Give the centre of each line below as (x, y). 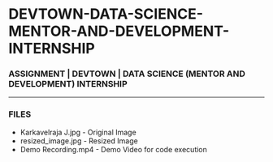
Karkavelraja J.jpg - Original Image (78, 132)
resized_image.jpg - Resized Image (79, 141)
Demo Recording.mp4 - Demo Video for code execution (113, 149)
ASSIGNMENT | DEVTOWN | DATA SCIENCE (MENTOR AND (127, 74)
